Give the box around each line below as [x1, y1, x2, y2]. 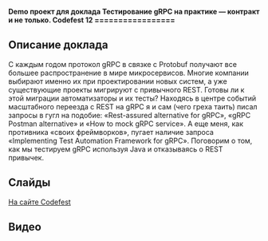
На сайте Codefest [8, 197, 72, 207]
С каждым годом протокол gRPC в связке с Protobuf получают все [8, 59, 238, 69]
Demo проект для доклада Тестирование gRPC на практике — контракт [8, 7, 260, 16]
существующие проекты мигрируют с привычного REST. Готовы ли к [8, 85, 245, 94]
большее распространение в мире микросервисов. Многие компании [8, 68, 250, 77]
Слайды [8, 176, 51, 190]
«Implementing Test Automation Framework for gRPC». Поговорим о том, [8, 136, 253, 145]
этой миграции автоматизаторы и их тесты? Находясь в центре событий [8, 93, 257, 103]
